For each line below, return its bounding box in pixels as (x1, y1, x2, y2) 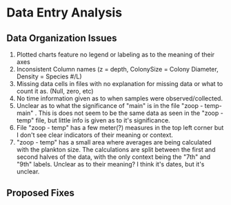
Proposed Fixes (6, 187, 75, 199)
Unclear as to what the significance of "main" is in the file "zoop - (16, 102, 203, 109)
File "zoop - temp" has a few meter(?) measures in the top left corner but (16, 124, 224, 131)
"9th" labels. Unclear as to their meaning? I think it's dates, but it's (16, 160, 205, 168)
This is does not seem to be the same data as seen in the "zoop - (38, 109, 223, 117)
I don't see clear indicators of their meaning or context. (16, 131, 174, 139)
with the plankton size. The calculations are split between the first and (16, 146, 216, 153)
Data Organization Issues (6, 32, 118, 44)
